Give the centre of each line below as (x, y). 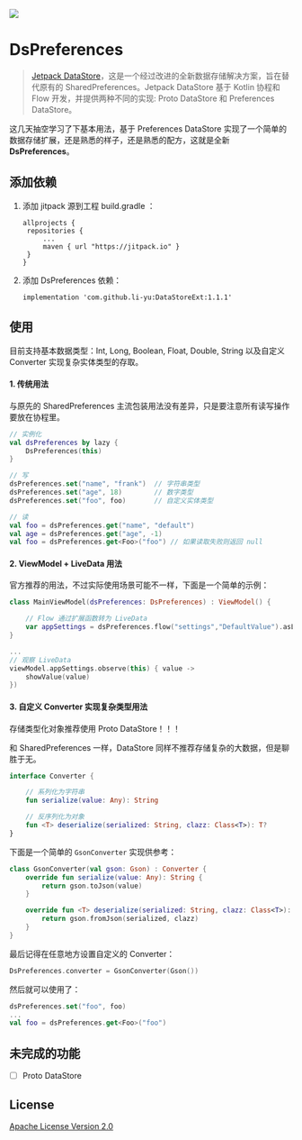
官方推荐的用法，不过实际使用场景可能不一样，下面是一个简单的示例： (139, 585)
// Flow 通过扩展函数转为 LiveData (87, 619)
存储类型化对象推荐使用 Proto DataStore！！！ (95, 728)
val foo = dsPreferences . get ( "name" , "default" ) (102, 525)
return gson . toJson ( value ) (92, 886)
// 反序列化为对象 (55, 817)
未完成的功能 (45, 1053)
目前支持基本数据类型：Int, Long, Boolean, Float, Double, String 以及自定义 (147, 351)
